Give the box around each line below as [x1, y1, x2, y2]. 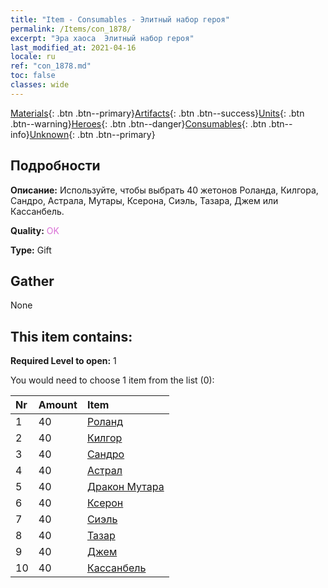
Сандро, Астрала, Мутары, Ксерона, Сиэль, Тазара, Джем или [10, 194, 279, 206]
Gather [10, 272, 55, 290]
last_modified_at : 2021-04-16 [10, 42, 137, 53]
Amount [38, 398, 78, 412]
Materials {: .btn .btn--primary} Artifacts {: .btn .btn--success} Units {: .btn [10, 107, 305, 119]
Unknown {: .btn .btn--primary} [29, 128, 156, 140]
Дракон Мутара [86, 480, 165, 494]
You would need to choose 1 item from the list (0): [10, 374, 215, 386]
